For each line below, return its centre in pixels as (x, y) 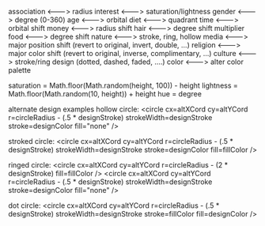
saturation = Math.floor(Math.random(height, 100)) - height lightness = (123, 85)
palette (20, 70)
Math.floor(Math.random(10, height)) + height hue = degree (105, 94)
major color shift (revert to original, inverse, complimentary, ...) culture (123, 53)
